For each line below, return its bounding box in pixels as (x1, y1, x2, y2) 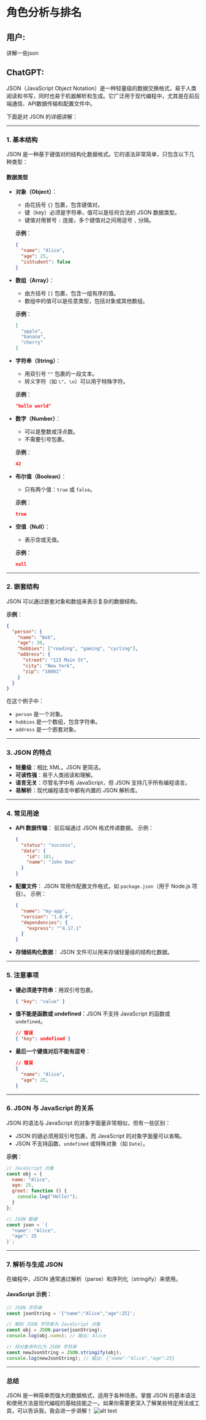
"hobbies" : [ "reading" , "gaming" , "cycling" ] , (17, 646, 139, 652)
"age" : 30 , (17, 640, 45, 646)
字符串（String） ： (15, 357, 61, 365)
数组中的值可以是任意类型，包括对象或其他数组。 (24, 297, 148, 304)
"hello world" (15, 403, 51, 410)
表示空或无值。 (24, 536, 63, 543)
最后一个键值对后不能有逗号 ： (15, 1048, 91, 1055)
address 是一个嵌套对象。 (15, 726, 80, 733)
